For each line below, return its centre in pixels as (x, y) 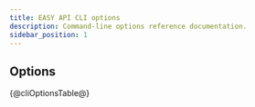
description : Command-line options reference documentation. (128, 26)
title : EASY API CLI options (65, 18)
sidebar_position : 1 (49, 34)
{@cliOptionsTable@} (50, 93)
